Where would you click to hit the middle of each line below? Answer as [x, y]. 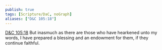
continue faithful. [23, 43]
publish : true [20, 10]
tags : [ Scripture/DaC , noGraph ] [38, 14]
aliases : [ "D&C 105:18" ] [31, 19]
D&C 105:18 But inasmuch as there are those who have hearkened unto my [81, 33]
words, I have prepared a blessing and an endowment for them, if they [77, 38]
